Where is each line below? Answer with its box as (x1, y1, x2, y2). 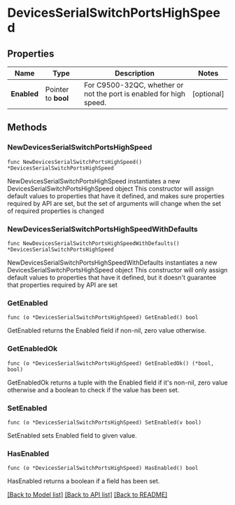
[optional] (192, 89, 225, 99)
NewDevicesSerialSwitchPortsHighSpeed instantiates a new (7, 177, 180, 185)
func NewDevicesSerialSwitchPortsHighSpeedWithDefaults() (7, 240, 180, 247)
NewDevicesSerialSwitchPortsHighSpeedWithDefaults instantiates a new (7, 258, 218, 267)
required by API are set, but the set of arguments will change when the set (7, 199, 222, 207)
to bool (45, 93, 69, 103)
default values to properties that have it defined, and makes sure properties (7, 191, 225, 200)
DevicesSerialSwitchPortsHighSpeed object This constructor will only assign (7, 265, 228, 274)
